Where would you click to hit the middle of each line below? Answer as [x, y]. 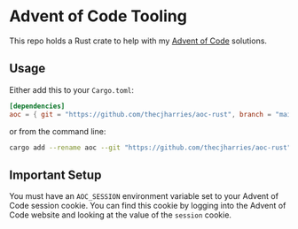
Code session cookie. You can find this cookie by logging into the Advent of [148, 206]
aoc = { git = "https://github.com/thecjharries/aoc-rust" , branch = [141, 114]
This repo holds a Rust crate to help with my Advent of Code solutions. [138, 41]
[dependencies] [37, 106]
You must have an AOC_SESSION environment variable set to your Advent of [144, 196]
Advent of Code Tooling [98, 16]
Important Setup [55, 175]
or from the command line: [58, 131]
